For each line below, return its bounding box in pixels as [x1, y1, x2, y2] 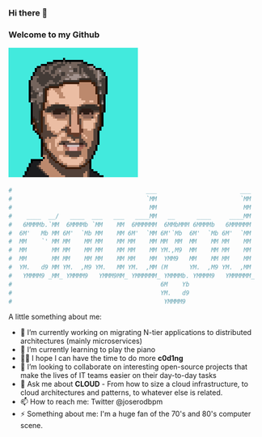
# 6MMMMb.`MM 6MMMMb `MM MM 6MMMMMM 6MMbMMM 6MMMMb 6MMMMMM [8, 220, 251, 229]
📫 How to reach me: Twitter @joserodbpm [19, 397, 163, 407]
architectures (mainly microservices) [19, 336, 143, 346]
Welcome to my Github [8, 28, 100, 40]
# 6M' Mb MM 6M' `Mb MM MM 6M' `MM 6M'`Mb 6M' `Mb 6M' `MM [8, 229, 251, 237]
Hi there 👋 [8, 7, 49, 19]
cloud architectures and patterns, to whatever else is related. [19, 388, 223, 397]
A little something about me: [8, 312, 103, 322]
